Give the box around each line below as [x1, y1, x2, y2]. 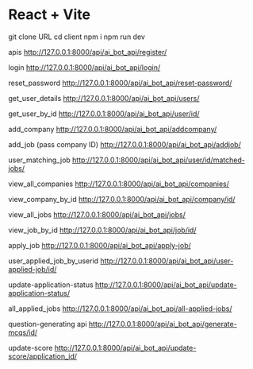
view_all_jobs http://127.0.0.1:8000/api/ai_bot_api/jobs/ [8, 209, 186, 219]
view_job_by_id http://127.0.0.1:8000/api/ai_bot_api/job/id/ [8, 225, 197, 235]
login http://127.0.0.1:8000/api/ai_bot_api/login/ [8, 62, 161, 72]
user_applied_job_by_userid [8, 256, 99, 266]
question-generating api [8, 319, 87, 328]
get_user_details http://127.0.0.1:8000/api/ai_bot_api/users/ [8, 93, 200, 103]
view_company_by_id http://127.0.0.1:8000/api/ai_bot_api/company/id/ [8, 194, 236, 204]
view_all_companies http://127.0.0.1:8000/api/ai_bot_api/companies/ [8, 179, 230, 188]
